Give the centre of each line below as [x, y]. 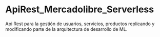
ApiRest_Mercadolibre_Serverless [80, 10]
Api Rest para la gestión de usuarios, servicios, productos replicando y [80, 24]
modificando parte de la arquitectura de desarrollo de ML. [66, 29]
